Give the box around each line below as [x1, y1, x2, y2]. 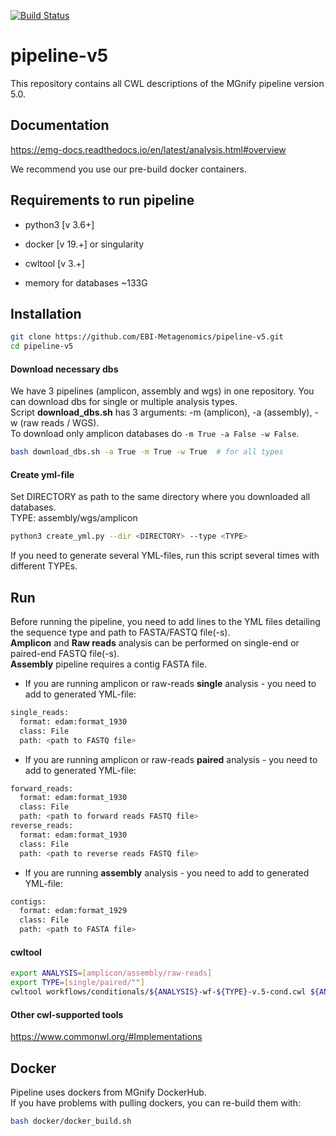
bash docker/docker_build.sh [10, 1116, 132, 1126]
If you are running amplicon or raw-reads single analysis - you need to [24, 678, 317, 690]
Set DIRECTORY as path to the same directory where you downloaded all [10, 491, 311, 503]
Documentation [10, 117, 110, 134]
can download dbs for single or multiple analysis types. [10, 396, 238, 408]
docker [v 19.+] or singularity [24, 238, 145, 250]
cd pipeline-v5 [10, 341, 74, 352]
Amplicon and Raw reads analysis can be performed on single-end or [10, 637, 300, 649]
